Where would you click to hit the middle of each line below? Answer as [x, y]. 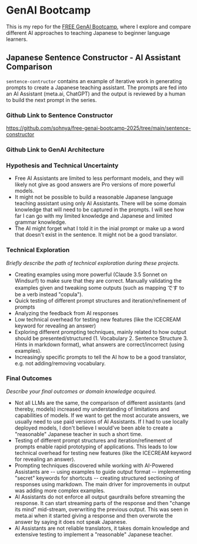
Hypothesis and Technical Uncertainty [62, 165]
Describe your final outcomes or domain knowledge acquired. [81, 391]
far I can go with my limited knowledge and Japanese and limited [93, 216]
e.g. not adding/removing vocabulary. [60, 363]
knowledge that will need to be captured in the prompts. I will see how [99, 209]
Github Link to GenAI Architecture [55, 149]
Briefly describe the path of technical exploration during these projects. [93, 263]
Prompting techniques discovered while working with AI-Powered [94, 465]
